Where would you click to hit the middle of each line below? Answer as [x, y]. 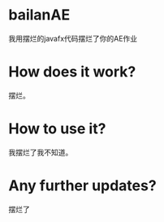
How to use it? [57, 129]
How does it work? [72, 72]
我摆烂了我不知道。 [41, 152]
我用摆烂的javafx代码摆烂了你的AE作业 [73, 38]
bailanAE [39, 15]
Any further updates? [82, 185]
